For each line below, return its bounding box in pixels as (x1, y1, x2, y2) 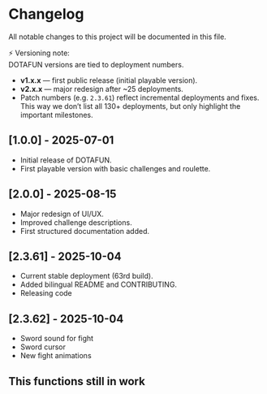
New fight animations (19, 351, 92, 361)
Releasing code (19, 288, 73, 298)
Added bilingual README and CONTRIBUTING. (19, 279, 177, 289)
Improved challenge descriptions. (19, 217, 132, 227)
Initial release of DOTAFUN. (19, 155, 112, 165)
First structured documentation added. (19, 226, 150, 236)
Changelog (8, 5, 84, 24)
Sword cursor (19, 342, 67, 352)
